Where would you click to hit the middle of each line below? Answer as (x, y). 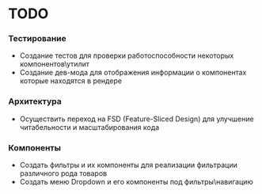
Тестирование (38, 39)
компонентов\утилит (54, 64)
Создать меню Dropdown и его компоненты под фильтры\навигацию (136, 182)
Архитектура (35, 101)
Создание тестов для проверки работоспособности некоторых (127, 55)
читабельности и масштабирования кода (89, 127)
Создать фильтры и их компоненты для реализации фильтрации (128, 165)
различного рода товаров (63, 173)
